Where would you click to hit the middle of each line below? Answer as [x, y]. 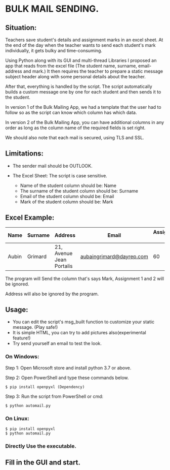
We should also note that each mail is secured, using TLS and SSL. [75, 137]
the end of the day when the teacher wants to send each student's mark [80, 45]
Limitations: [25, 154]
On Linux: [17, 418]
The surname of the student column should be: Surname [79, 191]
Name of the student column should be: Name [68, 185]
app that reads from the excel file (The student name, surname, [71, 66]
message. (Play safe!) [35, 327]
